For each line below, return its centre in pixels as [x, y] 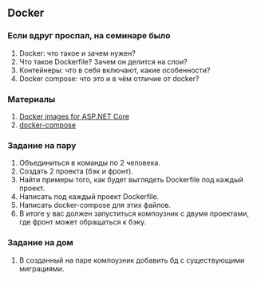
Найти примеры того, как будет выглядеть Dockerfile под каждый [131, 180]
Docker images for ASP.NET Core [74, 116]
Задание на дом [40, 243]
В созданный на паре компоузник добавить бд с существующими [132, 260]
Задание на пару [42, 145]
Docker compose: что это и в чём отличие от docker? [109, 78]
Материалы [32, 99]
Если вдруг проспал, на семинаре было [89, 36]
